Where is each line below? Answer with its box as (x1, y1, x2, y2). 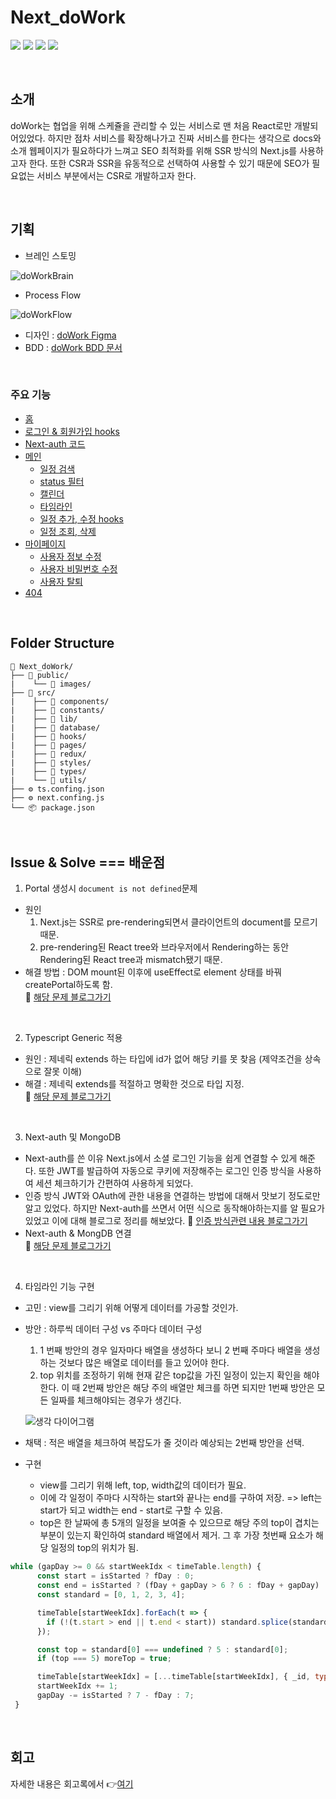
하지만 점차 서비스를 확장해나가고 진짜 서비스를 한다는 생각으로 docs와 (47, 132, 322, 144)
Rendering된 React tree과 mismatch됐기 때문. (39, 954, 223, 966)
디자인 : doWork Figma (24, 329, 117, 341)
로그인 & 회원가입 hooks (24, 425, 120, 437)
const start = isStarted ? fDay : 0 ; (36, 1571, 195, 1581)
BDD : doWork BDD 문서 (24, 341, 123, 353)
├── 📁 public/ (10, 670, 70, 680)
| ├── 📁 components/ (10, 696, 110, 706)
